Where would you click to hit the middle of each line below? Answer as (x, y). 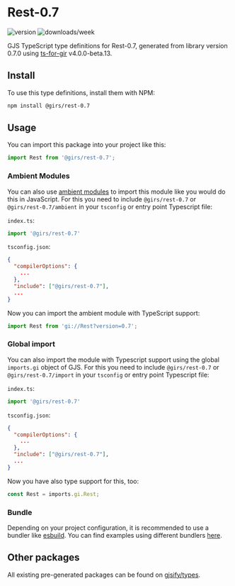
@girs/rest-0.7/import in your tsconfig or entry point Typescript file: (108, 375)
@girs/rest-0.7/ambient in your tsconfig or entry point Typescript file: (110, 206)
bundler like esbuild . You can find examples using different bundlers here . (115, 535)
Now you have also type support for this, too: (73, 481)
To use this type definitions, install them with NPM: (81, 92)
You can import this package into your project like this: (87, 145)
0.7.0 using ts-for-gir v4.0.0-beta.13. (60, 53)
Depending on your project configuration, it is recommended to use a (108, 527)
